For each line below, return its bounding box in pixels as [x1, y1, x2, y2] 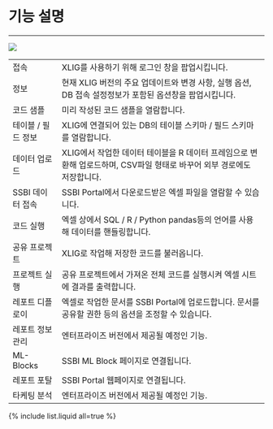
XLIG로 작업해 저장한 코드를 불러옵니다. [61, 247, 204, 258]
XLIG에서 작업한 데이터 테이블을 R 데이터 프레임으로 [61, 147, 249, 158]
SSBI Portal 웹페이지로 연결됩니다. [61, 375, 186, 386]
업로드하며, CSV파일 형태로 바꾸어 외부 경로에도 [78, 159, 252, 171]
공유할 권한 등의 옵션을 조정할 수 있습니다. [61, 308, 212, 319]
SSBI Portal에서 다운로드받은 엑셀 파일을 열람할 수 [61, 186, 243, 197]
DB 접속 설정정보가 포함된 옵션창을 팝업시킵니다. [61, 89, 236, 100]
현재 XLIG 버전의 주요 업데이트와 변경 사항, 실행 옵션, [61, 76, 252, 88]
